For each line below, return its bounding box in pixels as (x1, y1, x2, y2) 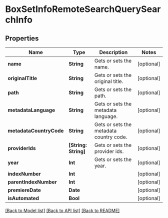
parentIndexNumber (7, 178, 57, 185)
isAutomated (7, 195, 39, 201)
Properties (5, 34, 39, 42)
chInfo (5, 14, 32, 25)
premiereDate (7, 186, 41, 193)
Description (99, 49, 128, 55)
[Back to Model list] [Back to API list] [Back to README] (5, 207, 120, 213)
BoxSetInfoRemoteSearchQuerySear (5, 3, 161, 15)
